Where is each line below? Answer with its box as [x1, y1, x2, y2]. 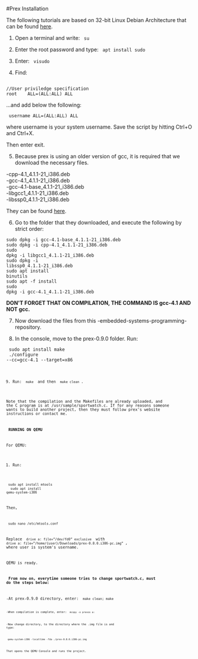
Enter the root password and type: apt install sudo [14, 46, 146, 53]
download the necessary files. [14, 159, 89, 166]
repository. [14, 324, 42, 330]
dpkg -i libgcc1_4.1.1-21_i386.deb [6, 252, 95, 258]
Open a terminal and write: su [14, 35, 90, 41]
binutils [6, 273, 28, 279]
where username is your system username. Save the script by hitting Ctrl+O [6, 123, 192, 130]
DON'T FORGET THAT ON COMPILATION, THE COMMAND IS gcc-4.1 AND [6, 299, 191, 306]
